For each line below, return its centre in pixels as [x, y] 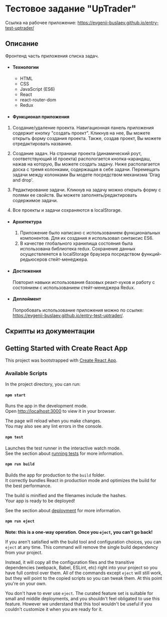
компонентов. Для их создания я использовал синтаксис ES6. [87, 238]
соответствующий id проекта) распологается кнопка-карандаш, [82, 159]
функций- [151, 254]
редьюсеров [34, 259]
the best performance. [28, 486]
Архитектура [27, 222]
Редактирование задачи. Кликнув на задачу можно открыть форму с [87, 190]
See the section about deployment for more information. [63, 510]
